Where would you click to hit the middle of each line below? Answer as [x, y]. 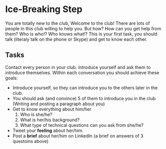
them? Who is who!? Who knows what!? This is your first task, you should [81, 34]
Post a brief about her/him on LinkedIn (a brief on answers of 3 [78, 136]
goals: [12, 78]
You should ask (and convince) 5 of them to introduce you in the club [84, 98]
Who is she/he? [36, 114]
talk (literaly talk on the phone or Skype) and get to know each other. [76, 39]
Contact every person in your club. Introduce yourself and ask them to [78, 67]
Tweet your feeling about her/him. [48, 130]
